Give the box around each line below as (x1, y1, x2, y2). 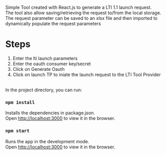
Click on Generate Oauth (12, 66, 65, 72)
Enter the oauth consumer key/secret (12, 61, 91, 67)
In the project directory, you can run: (5, 87, 82, 93)
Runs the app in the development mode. (5, 138, 89, 144)
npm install (5, 99, 35, 105)
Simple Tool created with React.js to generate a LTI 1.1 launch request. (5, 5, 152, 10)
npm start (5, 128, 30, 134)
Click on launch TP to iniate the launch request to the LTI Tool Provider (12, 71, 161, 77)
